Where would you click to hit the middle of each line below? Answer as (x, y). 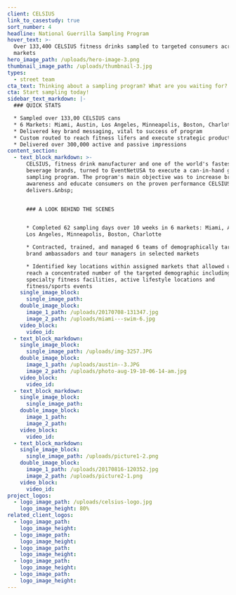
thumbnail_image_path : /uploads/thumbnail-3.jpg (80, 66)
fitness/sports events (59, 286)
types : (17, 73)
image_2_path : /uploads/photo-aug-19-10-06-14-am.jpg (106, 371)
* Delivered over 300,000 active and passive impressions (100, 144)
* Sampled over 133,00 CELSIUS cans (67, 118)
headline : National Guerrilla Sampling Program (78, 33)
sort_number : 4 (29, 27)
